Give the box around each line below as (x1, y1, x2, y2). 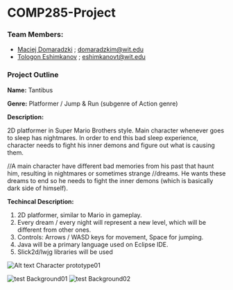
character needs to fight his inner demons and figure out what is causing (7, 141, 215, 149)
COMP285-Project (7, 5, 116, 21)
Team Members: (7, 30, 64, 40)
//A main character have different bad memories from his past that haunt (7, 162, 214, 170)
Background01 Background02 (26, 274, 130, 282)
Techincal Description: (7, 197, 74, 205)
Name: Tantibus (7, 85, 53, 94)
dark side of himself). (7, 184, 68, 192)
